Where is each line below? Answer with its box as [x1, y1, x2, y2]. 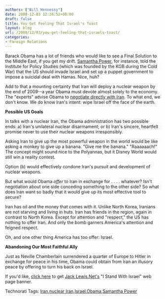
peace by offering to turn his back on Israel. [5, 263, 94, 269]
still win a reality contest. [5, 154, 56, 160]
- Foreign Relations [5, 39, 48, 44]
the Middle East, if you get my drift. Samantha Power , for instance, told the [5, 58, 156, 64]
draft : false [5, 16, 32, 21]
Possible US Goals [5, 109, 43, 114]
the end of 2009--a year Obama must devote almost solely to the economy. [5, 88, 159, 94]
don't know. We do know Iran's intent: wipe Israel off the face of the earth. [5, 99, 156, 105]
